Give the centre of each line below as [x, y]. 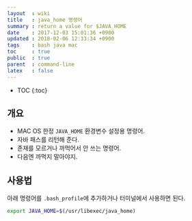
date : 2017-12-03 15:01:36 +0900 [61, 32]
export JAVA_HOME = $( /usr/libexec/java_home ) [71, 211]
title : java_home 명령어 [45, 20]
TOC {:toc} [32, 90]
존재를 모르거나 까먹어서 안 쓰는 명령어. [69, 148]
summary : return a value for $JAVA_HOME [67, 26]
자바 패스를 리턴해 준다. [48, 140]
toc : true [29, 52]
